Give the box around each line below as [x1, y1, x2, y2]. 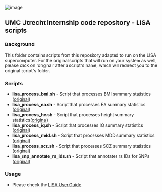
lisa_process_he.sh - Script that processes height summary [12, 111, 134, 117]
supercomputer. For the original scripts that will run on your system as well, [5, 57, 157, 63]
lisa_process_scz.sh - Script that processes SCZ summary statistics [12, 143, 151, 149]
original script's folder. [5, 67, 50, 73]
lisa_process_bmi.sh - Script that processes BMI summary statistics [12, 91, 151, 97]
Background [5, 41, 35, 48]
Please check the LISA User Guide [12, 182, 82, 188]
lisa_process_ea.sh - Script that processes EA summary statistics [12, 101, 146, 107]
